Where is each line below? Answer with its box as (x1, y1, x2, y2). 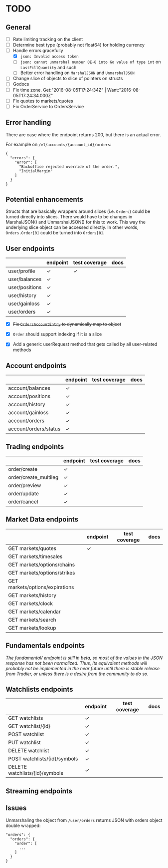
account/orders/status (8, 425, 61, 432)
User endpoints (5, 244, 55, 253)
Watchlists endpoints (5, 685, 74, 694)
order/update (8, 490, 39, 497)
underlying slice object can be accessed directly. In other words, (5, 224, 139, 230)
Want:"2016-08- (107, 87, 141, 93)
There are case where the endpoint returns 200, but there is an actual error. (5, 131, 161, 138)
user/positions (8, 284, 42, 291)
